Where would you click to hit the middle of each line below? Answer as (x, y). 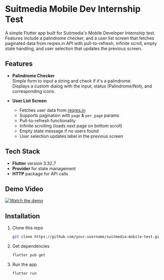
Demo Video (24, 189)
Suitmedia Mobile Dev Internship (73, 9)
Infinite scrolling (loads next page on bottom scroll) (71, 126)
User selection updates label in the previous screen (71, 136)
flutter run (24, 273)
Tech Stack (23, 152)
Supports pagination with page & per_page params (69, 115)
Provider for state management (44, 168)
